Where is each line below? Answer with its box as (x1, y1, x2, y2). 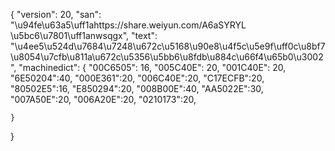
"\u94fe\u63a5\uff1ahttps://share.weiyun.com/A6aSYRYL (10, 19, 247, 31)
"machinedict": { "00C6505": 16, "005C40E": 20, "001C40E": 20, (18, 62, 287, 73)
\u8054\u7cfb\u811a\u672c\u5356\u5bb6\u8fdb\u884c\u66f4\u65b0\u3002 (10, 51, 324, 63)
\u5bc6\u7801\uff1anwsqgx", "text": (10, 30, 158, 41)
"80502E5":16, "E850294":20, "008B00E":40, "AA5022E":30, (10, 83, 264, 94)
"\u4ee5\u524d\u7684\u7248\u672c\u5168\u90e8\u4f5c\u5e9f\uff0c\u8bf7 (10, 40, 326, 52)
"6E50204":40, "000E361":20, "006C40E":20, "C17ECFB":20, (10, 72, 265, 84)
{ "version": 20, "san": (10, 9, 102, 20)
